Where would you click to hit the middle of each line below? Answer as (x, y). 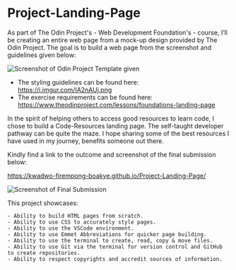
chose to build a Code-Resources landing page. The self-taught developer (116, 125)
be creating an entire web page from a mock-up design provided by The (112, 39)
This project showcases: (43, 203)
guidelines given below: (42, 55)
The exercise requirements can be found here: (85, 97)
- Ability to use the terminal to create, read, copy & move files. (110, 240)
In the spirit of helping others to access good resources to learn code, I (111, 118)
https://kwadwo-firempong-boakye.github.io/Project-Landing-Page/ (107, 176)
